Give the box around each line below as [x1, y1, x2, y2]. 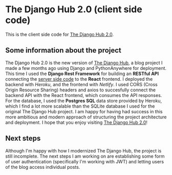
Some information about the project [5, 46, 121, 55]
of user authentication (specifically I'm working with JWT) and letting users [5, 158, 164, 164]
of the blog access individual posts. [5, 164, 80, 170]
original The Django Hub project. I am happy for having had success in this [5, 108, 163, 114]
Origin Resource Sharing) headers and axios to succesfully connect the [5, 87, 156, 93]
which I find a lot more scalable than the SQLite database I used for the [5, 103, 155, 109]
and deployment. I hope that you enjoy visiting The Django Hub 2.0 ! [5, 119, 147, 126]
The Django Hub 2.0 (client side [5, 4, 142, 15]
